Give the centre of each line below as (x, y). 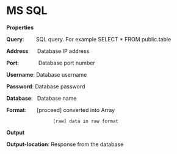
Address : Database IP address (48, 51)
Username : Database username (47, 74)
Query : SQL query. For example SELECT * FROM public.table (89, 39)
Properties (20, 27)
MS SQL (27, 11)
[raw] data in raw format (86, 121)
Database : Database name (42, 98)
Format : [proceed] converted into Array (61, 110)
